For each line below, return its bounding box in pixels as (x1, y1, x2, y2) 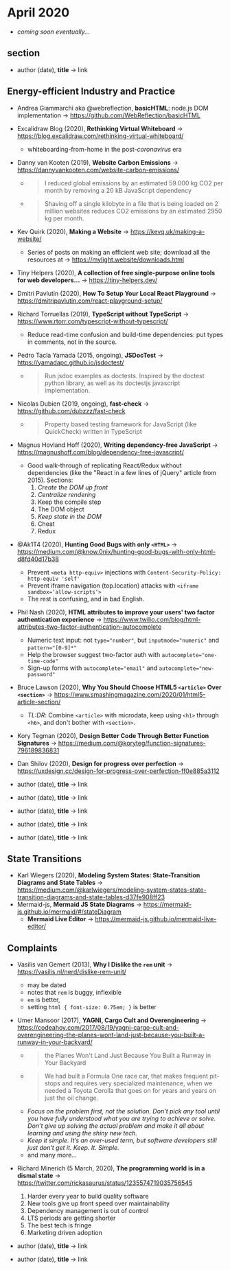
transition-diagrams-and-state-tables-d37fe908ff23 (16, 893, 165, 901)
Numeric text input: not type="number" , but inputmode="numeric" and (27, 636, 220, 644)
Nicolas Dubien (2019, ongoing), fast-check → (16, 400, 150, 408)
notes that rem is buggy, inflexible (27, 989, 122, 997)
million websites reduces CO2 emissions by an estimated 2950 (44, 207, 222, 215)
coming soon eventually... (16, 27, 91, 36)
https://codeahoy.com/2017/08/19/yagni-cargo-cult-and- (16, 1024, 180, 1032)
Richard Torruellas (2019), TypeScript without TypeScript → (16, 310, 189, 318)
